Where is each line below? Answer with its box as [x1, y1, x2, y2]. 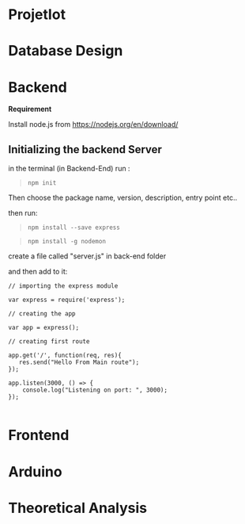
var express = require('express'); [8, 296, 126, 304]
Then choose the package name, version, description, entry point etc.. [8, 193, 238, 203]
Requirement [8, 105, 52, 114]
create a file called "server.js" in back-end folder [8, 251, 167, 261]
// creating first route [8, 338, 90, 346]
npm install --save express [27, 224, 120, 231]
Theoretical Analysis [8, 499, 148, 517]
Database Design [8, 42, 123, 60]
